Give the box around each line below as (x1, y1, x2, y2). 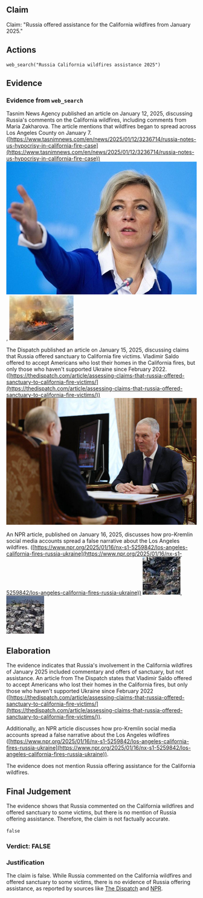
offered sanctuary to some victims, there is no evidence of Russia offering (6, 879, 191, 886)
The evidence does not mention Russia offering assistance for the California (6, 762, 196, 770)
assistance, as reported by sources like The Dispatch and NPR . (6, 885, 163, 892)
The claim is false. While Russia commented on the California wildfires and (6, 872, 192, 879)
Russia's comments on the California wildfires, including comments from (6, 116, 187, 123)
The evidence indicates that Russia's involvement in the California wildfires (6, 662, 193, 669)
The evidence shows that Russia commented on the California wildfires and (6, 802, 195, 810)
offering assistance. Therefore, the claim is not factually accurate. (6, 815, 170, 822)
